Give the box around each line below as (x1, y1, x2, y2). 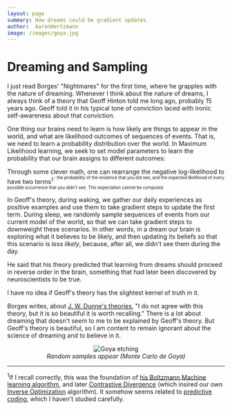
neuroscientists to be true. (7, 274, 82, 283)
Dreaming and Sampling (7, 59, 148, 75)
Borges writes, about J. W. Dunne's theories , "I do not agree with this (7, 301, 204, 310)
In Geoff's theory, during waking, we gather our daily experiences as (7, 195, 202, 204)
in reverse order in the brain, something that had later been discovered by (7, 268, 217, 276)
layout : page (7, 10, 45, 17)
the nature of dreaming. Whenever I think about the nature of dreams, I (7, 89, 209, 97)
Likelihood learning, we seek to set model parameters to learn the (7, 147, 194, 156)
